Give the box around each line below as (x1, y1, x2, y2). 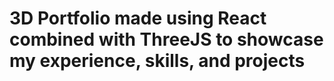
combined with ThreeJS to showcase (9, 28, 324, 51)
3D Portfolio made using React (9, 7, 267, 30)
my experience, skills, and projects (9, 50, 306, 72)
